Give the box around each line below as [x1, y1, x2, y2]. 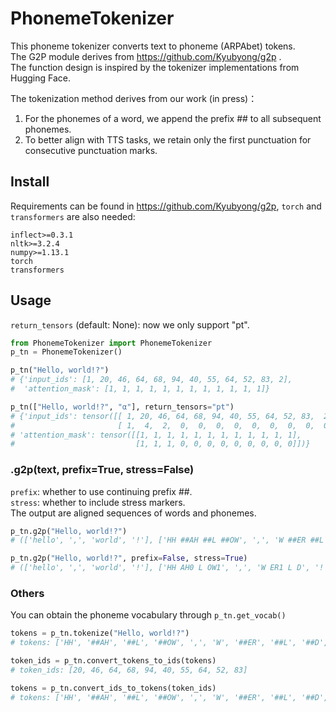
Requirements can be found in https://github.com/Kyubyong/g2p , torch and [10, 200, 322, 212]
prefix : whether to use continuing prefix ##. [10, 485, 193, 497]
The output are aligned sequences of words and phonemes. [10, 507, 257, 519]
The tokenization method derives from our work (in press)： [10, 92, 258, 104]
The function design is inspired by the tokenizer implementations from [10, 61, 300, 73]
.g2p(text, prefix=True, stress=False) [10, 463, 195, 477]
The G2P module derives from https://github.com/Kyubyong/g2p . [10, 50, 282, 62]
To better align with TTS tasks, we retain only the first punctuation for [24, 133, 312, 146]
